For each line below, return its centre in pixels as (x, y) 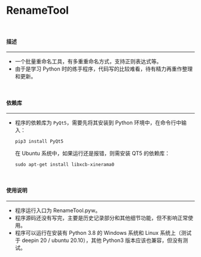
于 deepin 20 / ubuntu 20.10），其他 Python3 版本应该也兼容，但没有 (99, 240)
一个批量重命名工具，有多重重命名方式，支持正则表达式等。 (88, 62)
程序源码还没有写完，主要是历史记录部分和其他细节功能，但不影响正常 (101, 218)
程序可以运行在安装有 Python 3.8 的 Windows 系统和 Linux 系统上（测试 (103, 232)
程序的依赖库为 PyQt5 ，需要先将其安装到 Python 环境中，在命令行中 (98, 123)
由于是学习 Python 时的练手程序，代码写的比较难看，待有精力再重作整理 (104, 69)
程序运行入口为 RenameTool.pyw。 (57, 210)
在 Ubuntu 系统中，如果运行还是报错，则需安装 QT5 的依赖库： (92, 154)
